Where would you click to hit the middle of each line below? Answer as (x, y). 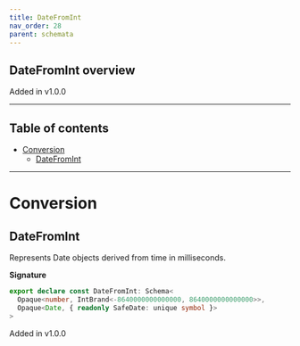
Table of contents (59, 128)
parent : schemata (42, 34)
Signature (28, 275)
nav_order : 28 (36, 26)
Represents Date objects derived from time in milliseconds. (117, 258)
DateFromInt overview (72, 70)
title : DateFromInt (46, 17)
